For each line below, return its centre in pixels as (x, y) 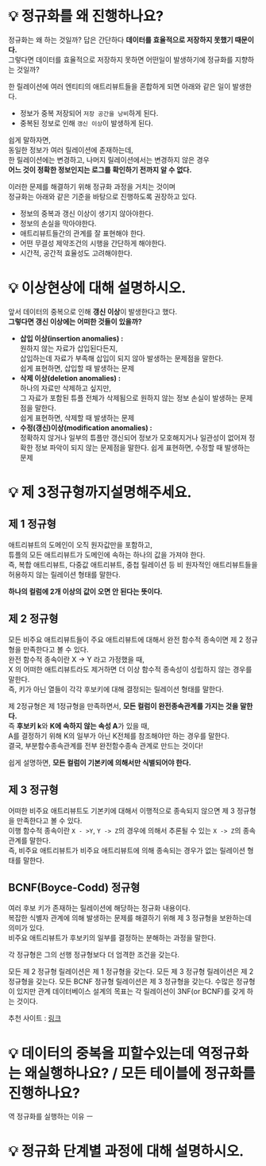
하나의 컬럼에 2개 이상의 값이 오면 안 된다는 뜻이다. (85, 591)
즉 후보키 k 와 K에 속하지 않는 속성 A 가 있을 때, (79, 725)
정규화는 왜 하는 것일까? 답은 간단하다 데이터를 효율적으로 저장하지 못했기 (121, 40)
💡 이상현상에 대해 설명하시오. (97, 289)
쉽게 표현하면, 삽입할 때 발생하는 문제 (77, 368)
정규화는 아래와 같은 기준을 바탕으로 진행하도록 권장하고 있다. (102, 196)
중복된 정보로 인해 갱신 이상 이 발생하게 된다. (86, 123)
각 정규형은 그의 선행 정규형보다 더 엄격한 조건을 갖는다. (94, 955)
